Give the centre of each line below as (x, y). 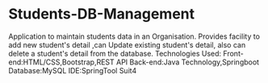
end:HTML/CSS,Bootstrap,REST (61, 62)
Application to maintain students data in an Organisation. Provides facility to (134, 36)
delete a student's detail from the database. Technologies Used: (115, 53)
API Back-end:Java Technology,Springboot (188, 62)
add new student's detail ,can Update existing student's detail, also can (127, 44)
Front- (233, 53)
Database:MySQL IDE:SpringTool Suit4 (73, 70)
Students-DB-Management (102, 14)
